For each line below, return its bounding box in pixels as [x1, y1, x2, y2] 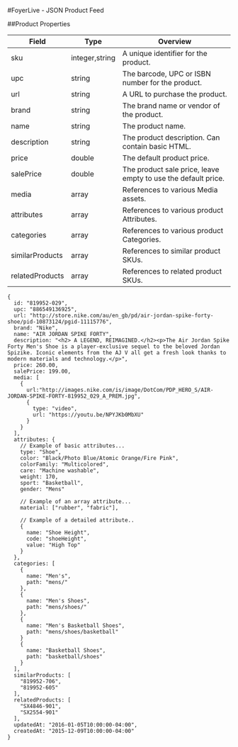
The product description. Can [122, 133, 220, 142]
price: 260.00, [13, 361, 59, 369]
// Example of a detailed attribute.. [20, 517, 135, 524]
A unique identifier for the [122, 49, 208, 58]
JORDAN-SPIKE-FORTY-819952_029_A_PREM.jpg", [7, 393, 141, 400]
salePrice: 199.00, [13, 368, 72, 375]
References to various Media [122, 185, 218, 194]
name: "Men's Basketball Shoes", [25, 622, 125, 629]
